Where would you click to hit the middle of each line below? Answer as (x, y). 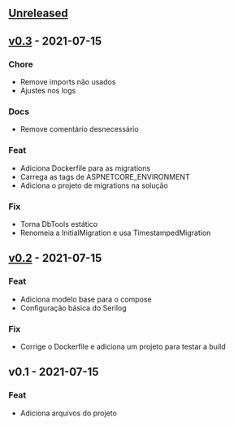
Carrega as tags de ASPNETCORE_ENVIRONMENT (105, 176)
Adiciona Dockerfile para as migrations (85, 168)
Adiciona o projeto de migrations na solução (94, 185)
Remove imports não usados (68, 82)
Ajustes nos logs (48, 91)
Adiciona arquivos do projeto (69, 413)
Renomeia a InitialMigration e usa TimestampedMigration (115, 233)
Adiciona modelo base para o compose (86, 299)
